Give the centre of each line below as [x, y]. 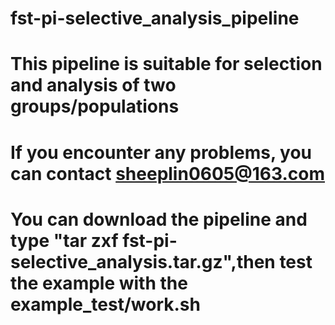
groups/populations [95, 106]
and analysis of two [93, 85]
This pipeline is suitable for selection [166, 64]
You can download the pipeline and [159, 219]
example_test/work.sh [105, 304]
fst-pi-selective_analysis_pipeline [155, 18]
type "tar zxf [64, 240]
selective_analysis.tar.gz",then [143, 261]
